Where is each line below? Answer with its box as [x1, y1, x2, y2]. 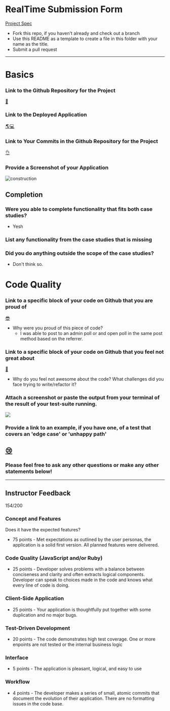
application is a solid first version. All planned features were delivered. [12, 542, 159, 548]
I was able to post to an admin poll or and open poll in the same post [20, 330, 163, 336]
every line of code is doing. [12, 582, 70, 588]
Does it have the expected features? [5, 527, 81, 533]
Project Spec [5, 20, 32, 26]
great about [5, 354, 34, 361]
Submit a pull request [12, 46, 57, 52]
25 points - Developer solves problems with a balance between [12, 566, 145, 572]
